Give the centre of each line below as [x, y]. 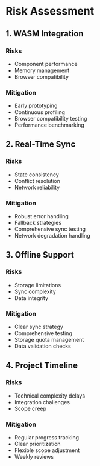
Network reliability [37, 187]
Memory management [42, 70]
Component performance [46, 64]
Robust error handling [41, 216]
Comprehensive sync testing [50, 229]
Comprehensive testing [43, 333]
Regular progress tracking [47, 438]
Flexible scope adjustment [47, 450]
